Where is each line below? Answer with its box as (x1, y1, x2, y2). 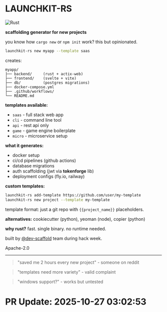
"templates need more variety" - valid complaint (17, 269, 116, 275)
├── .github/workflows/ (5, 89, 55, 94)
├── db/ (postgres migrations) (5, 80, 90, 85)
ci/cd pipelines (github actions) (12, 157, 76, 163)
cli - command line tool (12, 117, 62, 123)
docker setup (12, 152, 40, 158)
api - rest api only (12, 122, 49, 128)
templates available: (5, 102, 48, 108)
